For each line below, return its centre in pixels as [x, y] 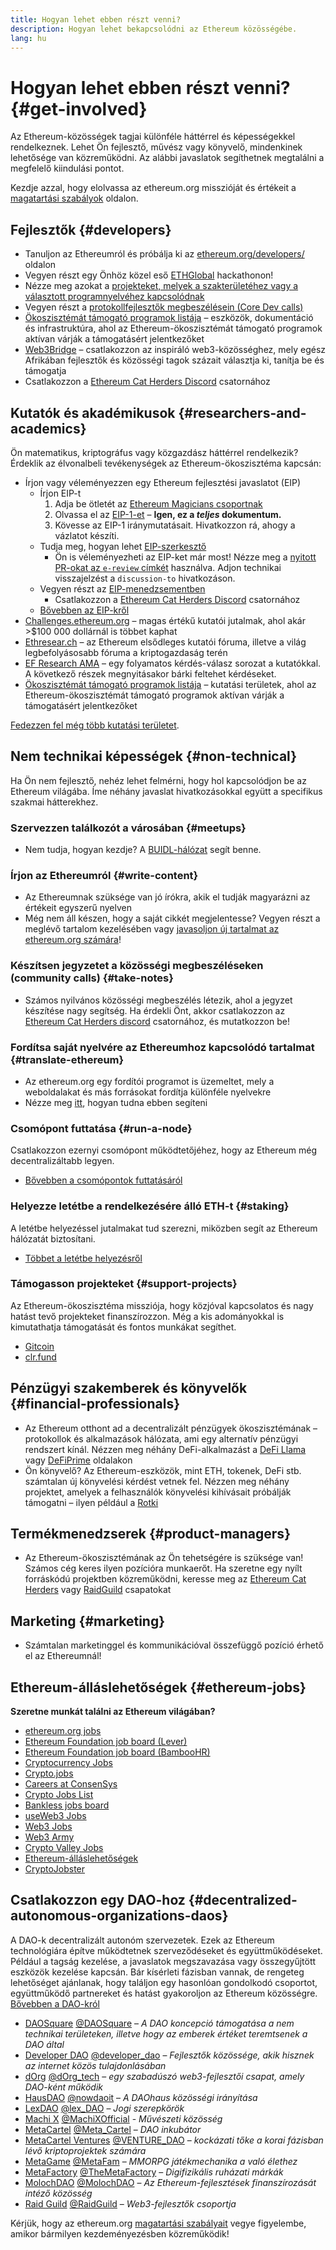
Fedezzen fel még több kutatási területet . [95, 725]
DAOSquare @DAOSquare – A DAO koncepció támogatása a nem [159, 2023]
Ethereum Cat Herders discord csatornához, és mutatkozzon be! [157, 1021]
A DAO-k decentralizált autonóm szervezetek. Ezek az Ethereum [142, 1940]
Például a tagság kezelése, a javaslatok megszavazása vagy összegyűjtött [163, 1961]
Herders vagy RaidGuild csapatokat [98, 1590]
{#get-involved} [79, 108]
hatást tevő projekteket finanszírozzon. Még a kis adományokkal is [147, 1316]
